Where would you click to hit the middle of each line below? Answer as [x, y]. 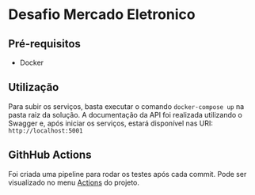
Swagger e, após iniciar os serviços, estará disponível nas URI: [111, 123]
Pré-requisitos [45, 44]
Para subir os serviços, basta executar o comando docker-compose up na [126, 106]
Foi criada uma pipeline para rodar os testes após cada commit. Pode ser [127, 174]
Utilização [34, 87]
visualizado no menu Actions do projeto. [74, 182]
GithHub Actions [50, 155]
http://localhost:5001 [46, 131]
